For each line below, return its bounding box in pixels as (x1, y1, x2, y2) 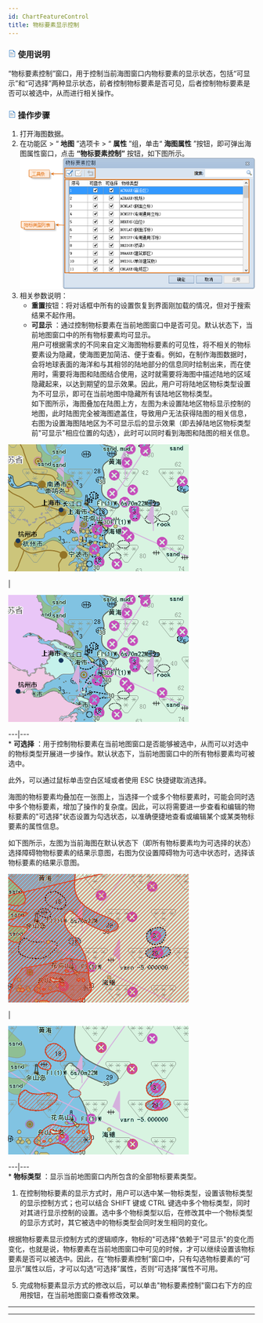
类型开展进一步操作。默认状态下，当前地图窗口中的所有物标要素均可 (28, 749, 248, 758)
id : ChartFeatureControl (8, 13, 89, 20)
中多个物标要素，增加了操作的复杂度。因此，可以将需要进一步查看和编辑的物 (8, 801, 255, 811)
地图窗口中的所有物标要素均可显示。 (38, 330, 155, 339)
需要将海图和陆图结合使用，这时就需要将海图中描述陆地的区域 (52, 369, 251, 378)
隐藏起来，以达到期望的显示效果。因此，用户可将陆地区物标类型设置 (31, 379, 251, 388)
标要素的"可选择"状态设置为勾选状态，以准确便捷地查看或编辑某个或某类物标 (8, 811, 255, 821)
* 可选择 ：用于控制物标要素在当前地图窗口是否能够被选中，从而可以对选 (8, 738, 242, 749)
